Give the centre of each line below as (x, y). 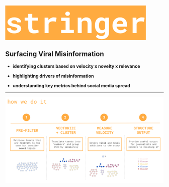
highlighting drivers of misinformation (53, 76)
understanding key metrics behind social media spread (71, 85)
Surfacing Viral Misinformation (55, 54)
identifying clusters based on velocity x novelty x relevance (76, 66)
